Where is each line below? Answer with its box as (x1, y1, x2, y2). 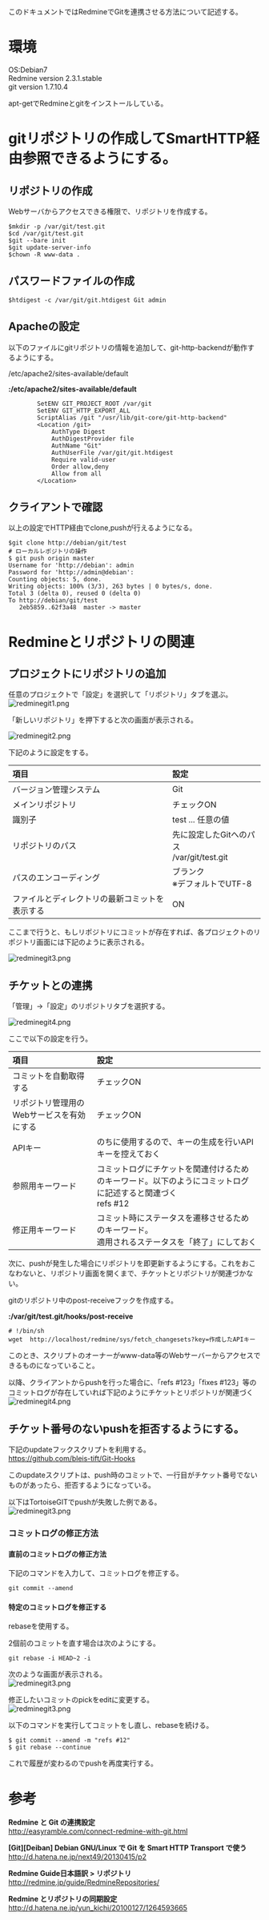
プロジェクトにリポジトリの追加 (8, 667, 167, 681)
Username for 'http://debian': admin (8, 561, 134, 570)
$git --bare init (8, 236, 66, 244)
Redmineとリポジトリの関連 (8, 633, 195, 651)
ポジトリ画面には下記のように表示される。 (8, 938, 149, 947)
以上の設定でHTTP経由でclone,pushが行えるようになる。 (8, 523, 197, 532)
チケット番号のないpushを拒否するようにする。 (8, 1422, 245, 1436)
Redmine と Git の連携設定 (8, 1818, 96, 1827)
